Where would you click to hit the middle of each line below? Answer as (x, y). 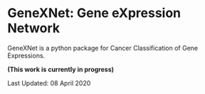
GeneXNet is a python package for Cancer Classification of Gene (103, 48)
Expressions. (26, 56)
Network (34, 28)
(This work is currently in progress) (61, 69)
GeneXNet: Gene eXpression (94, 13)
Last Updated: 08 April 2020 (49, 83)
